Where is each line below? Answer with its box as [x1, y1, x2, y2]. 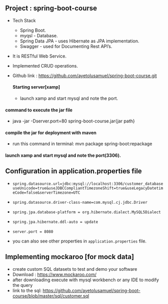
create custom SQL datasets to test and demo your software [12, 266, 137, 272]
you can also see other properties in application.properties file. [12, 238, 147, 244]
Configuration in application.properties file [5, 167, 142, 175]
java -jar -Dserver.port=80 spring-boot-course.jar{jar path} [12, 118, 135, 124]
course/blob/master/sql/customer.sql [12, 292, 89, 299]
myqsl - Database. [20, 32, 58, 38]
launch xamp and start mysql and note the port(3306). [5, 152, 121, 158]
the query [12, 282, 33, 288]
